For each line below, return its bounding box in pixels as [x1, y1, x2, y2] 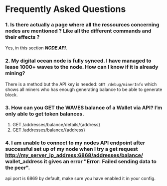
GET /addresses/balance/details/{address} [12, 122, 101, 128]
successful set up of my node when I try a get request [5, 146, 138, 152]
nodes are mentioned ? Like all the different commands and [5, 27, 152, 34]
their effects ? [5, 34, 40, 41]
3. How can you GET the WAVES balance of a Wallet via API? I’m [5, 104, 163, 111]
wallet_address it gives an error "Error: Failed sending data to [5, 158, 157, 165]
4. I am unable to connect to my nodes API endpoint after [5, 139, 146, 146]
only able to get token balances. [5, 110, 84, 117]
